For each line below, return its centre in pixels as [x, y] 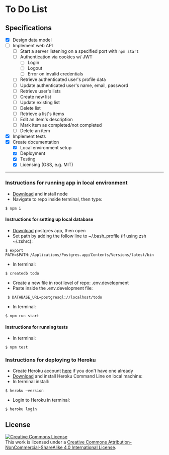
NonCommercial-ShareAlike [34, 447]
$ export [14, 250]
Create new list [35, 97]
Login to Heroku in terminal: [41, 400]
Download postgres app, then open [49, 230]
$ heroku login [21, 409]
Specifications [28, 28]
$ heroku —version [24, 391]
